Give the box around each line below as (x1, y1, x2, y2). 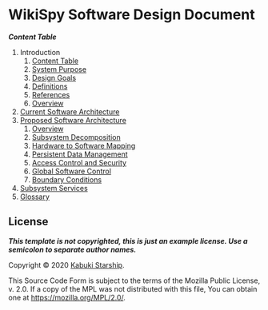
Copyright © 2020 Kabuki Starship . (8, 260, 125, 269)
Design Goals (31, 73, 77, 82)
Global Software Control (31, 166, 112, 176)
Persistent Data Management (31, 149, 128, 159)
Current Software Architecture (19, 106, 120, 117)
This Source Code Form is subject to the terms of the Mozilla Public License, (8, 276, 261, 285)
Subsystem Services (19, 183, 88, 193)
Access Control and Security (31, 157, 126, 167)
